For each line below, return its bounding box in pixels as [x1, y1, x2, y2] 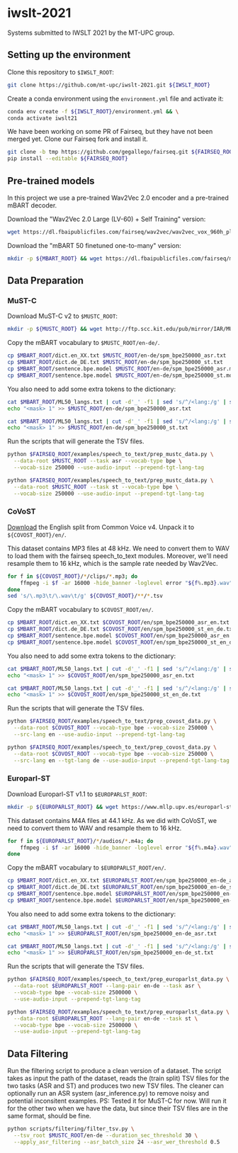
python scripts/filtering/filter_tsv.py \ [7, 1125, 135, 1132]
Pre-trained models [7, 175, 95, 187]
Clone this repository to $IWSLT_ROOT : [7, 67, 115, 76]
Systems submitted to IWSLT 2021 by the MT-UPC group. [7, 28, 175, 37]
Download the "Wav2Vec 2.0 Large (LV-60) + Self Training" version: [7, 215, 206, 223]
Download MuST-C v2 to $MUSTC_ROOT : [7, 312, 118, 320]
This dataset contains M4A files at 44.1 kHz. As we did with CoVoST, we [7, 816, 217, 824]
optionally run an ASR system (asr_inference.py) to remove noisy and [7, 1089, 209, 1098]
